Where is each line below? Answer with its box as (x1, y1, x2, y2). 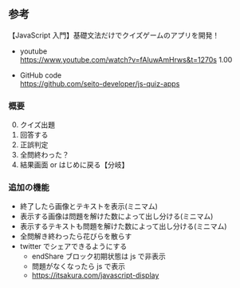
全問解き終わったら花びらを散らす (19, 231, 132, 242)
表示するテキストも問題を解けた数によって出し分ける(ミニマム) (19, 222, 227, 231)
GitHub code (19, 70, 62, 80)
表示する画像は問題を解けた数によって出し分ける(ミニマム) (19, 211, 214, 222)
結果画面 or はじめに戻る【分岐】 (19, 160, 129, 170)
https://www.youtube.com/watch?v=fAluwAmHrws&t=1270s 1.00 (19, 54, 233, 64)
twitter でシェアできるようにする (19, 242, 128, 251)
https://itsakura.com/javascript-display (31, 270, 159, 280)
